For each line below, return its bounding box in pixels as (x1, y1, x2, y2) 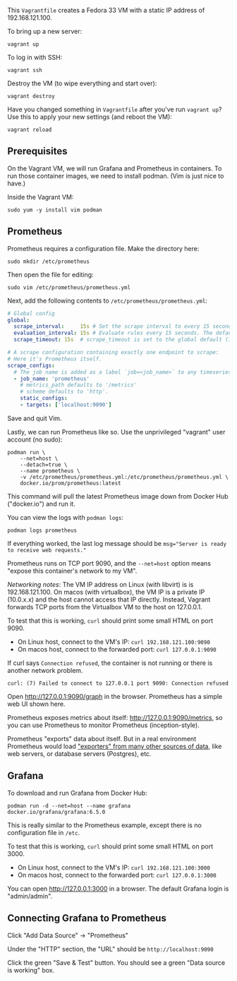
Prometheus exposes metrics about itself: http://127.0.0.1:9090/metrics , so (7, 713, 223, 721)
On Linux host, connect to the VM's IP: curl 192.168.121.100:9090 (17, 638, 210, 646)
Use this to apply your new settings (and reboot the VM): (7, 113, 173, 121)
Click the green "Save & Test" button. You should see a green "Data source (7, 958, 226, 967)
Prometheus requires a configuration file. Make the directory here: (7, 244, 200, 252)
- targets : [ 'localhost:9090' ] (20, 401, 112, 408)
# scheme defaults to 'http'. (20, 388, 109, 396)
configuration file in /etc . (7, 828, 80, 836)
